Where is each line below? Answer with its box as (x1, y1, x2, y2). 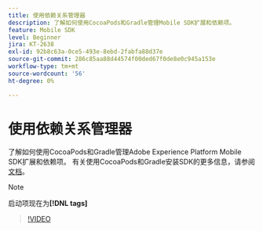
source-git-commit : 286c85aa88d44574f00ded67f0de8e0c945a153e (8, 56, 216, 63)
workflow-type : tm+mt (8, 63, 79, 70)
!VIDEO (27, 215, 51, 224)
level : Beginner (8, 33, 61, 42)
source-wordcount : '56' (8, 70, 86, 78)
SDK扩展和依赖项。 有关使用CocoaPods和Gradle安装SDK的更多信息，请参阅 (8, 157, 255, 167)
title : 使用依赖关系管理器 (8, 11, 86, 20)
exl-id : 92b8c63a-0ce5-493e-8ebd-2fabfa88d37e (8, 48, 163, 56)
